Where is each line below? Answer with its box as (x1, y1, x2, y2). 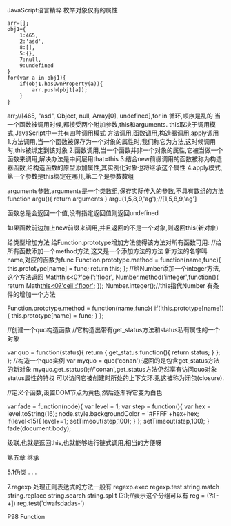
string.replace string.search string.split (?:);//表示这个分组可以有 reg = (7, 491, 205, 500)
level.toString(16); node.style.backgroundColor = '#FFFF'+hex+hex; (7, 410, 199, 417)
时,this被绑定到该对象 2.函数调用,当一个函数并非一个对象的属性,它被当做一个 (7, 146, 223, 154)
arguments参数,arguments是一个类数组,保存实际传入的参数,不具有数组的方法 (7, 187, 224, 195)
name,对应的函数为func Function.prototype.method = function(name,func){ (7, 255, 221, 264)
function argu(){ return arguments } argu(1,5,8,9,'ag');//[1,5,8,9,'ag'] (7, 194, 197, 203)
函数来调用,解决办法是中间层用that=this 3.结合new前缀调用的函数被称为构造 (7, 155, 223, 163)
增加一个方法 (19, 290, 56, 298)
